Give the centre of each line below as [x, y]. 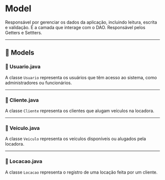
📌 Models [20, 53]
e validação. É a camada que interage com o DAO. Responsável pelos [75, 27]
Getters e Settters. [24, 32]
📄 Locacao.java [24, 161]
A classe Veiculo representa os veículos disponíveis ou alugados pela [76, 139]
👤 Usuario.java [23, 67]
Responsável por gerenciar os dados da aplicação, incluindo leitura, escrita [81, 22]
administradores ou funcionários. [39, 83]
